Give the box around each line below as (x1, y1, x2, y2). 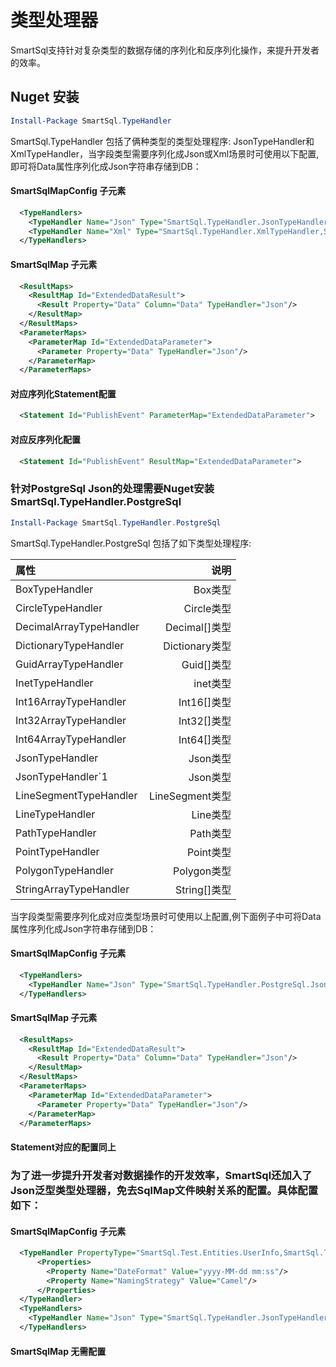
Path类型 (189, 826, 232, 840)
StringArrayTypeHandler (15, 882, 130, 896)
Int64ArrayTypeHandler (15, 732, 127, 746)
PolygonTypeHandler (15, 863, 114, 877)
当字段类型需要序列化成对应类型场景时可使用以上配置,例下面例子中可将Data (10, 910, 322, 922)
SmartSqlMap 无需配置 (10, 1345, 107, 1357)
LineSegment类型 (149, 789, 232, 803)
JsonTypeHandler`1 (15, 769, 108, 783)
